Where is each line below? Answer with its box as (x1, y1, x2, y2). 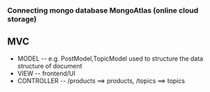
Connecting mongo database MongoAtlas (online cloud (7, 6, 199, 15)
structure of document (17, 61, 82, 70)
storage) (7, 14, 37, 24)
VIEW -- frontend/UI (17, 69, 75, 77)
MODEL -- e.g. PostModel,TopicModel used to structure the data (17, 54, 204, 63)
